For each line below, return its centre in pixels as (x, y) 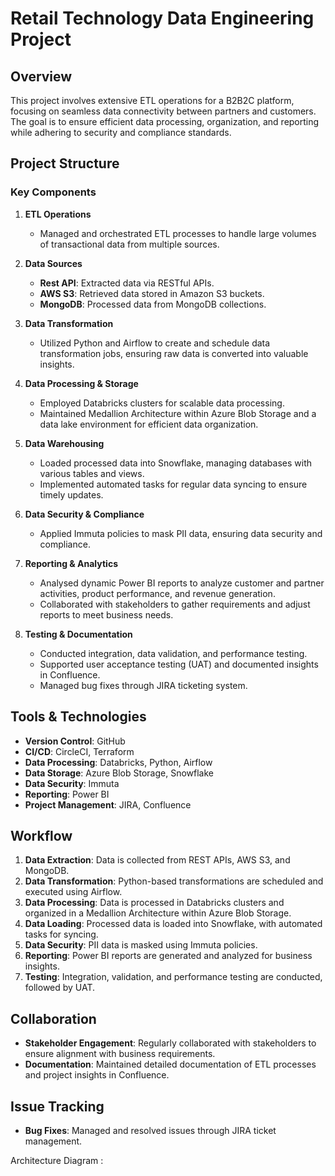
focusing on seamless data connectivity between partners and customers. (163, 111)
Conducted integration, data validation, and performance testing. (173, 653)
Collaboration (53, 1018)
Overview (41, 76)
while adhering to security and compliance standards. (121, 132)
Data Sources (53, 263)
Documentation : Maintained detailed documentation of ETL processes (170, 1064)
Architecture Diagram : (57, 1160)
